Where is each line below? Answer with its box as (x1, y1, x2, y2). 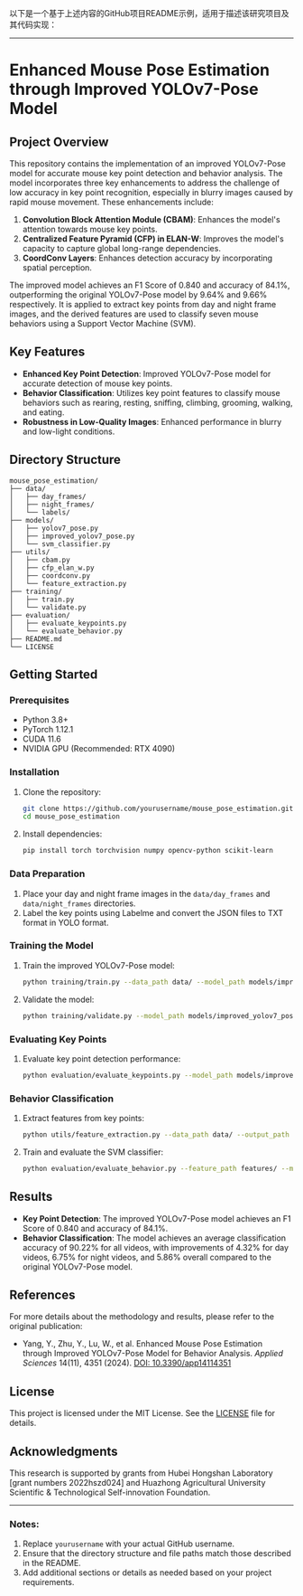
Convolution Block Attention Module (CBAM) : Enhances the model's (22, 214, 281, 224)
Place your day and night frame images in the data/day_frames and (22, 888, 271, 899)
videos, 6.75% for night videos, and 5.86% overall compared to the (22, 1251, 272, 1262)
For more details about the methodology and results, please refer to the (9, 1311, 275, 1322)
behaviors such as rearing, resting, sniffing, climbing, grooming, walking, (22, 397, 293, 408)
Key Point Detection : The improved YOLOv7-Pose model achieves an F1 (22, 1213, 291, 1223)
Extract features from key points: (22, 1113, 145, 1124)
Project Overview (9, 134, 109, 149)
